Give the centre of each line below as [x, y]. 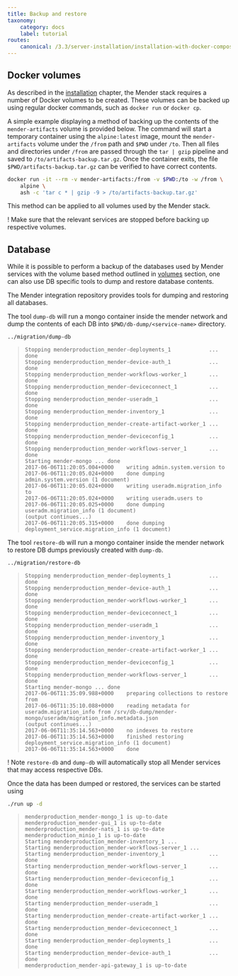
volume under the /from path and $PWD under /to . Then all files [129, 144]
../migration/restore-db [44, 563]
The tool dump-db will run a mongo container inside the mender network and [118, 316]
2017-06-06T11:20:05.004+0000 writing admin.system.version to [125, 468]
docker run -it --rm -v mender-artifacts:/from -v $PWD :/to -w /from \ [115, 179]
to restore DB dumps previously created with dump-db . [85, 550]
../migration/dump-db [39, 337]
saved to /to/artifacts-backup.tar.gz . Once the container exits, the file [113, 159]
